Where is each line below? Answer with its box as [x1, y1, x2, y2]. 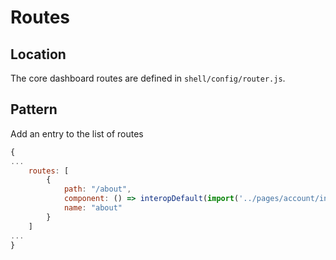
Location [10, 46, 67, 63]
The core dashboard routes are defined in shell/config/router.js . [10, 72, 286, 84]
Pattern [10, 101, 58, 118]
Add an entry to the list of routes [10, 127, 144, 140]
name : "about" [63, 203, 123, 213]
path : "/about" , [63, 184, 132, 195]
